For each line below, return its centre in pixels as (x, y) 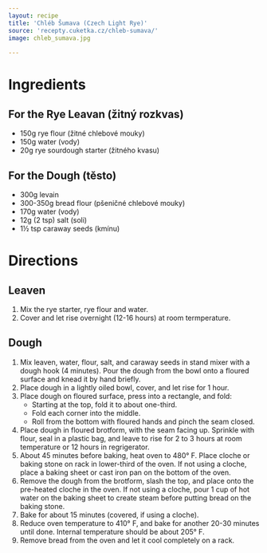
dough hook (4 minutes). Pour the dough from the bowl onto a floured (134, 370)
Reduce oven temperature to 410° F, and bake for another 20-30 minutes (139, 523)
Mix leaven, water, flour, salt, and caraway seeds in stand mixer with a (135, 362)
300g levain (39, 194)
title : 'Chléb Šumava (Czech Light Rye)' (78, 23)
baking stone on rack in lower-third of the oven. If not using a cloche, (133, 464)
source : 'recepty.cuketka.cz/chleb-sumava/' (83, 30)
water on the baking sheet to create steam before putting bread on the (135, 498)
